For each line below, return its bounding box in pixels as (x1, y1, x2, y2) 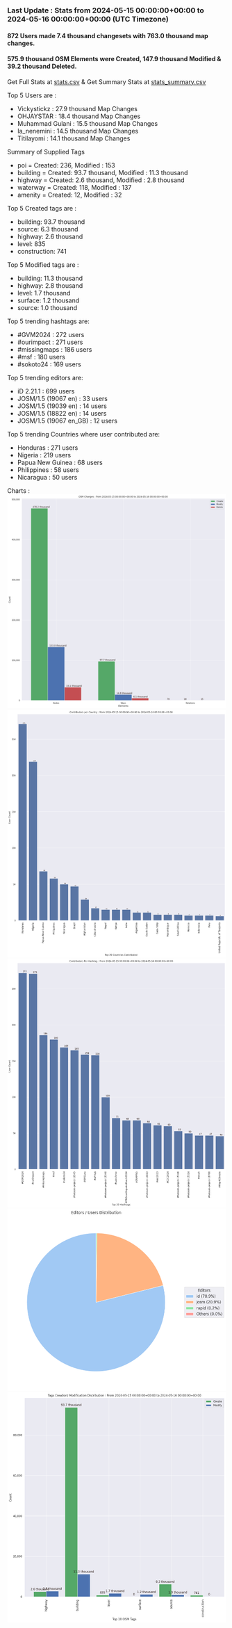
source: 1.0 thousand (17, 303, 78, 311)
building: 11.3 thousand (17, 274, 83, 282)
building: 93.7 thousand (17, 218, 85, 226)
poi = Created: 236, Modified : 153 (17, 161, 116, 169)
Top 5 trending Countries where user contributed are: (7, 430, 160, 438)
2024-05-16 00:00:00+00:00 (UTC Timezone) (7, 14, 169, 24)
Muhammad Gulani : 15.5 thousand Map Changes (17, 119, 158, 127)
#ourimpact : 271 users (17, 338, 83, 346)
